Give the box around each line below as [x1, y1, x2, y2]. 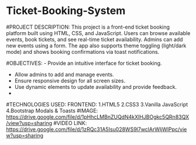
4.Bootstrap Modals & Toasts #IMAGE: [6, 107, 98, 114]
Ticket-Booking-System [6, 4, 126, 18]
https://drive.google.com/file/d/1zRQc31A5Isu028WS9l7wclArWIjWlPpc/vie [6, 126, 187, 133]
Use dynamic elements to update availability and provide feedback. [14, 83, 177, 90]
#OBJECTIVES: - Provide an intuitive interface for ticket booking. [6, 60, 162, 67]
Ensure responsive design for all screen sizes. [14, 77, 126, 84]
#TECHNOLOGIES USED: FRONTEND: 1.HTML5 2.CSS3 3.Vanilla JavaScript [6, 101, 188, 108]
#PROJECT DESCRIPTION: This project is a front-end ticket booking [6, 23, 170, 30]
